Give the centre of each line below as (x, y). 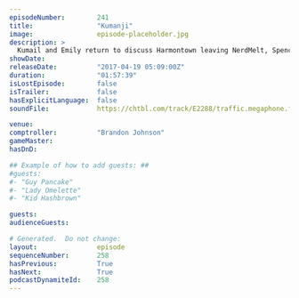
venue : (21, 125)
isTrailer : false (63, 92)
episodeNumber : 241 (59, 17)
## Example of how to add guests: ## (79, 165)
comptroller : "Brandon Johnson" (87, 133)
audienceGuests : (39, 223)
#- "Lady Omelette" (45, 190)
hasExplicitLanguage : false (63, 100)
